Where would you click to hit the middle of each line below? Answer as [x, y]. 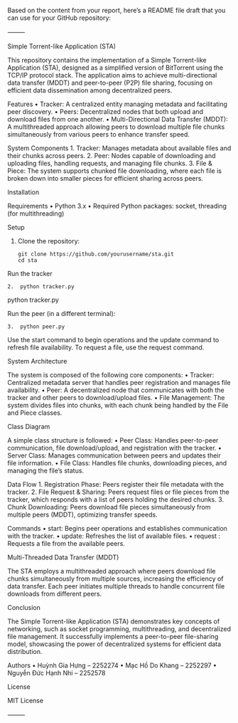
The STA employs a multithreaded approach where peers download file [112, 571]
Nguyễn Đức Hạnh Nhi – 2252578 [56, 673]
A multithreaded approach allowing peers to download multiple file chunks [116, 127]
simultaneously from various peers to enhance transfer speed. [99, 134]
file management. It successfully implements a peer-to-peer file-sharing [113, 637]
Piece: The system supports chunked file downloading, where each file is [115, 171]
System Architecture [37, 361]
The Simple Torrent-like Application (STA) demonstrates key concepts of [114, 621]
